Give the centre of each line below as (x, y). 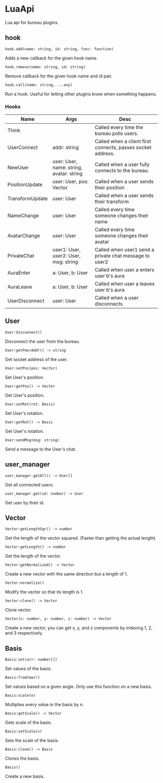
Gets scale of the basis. (29, 723)
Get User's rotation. (25, 431)
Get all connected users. (30, 485)
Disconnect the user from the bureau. (42, 341)
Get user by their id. (25, 503)
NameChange (23, 216)
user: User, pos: (71, 182)
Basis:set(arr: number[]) (31, 660)
